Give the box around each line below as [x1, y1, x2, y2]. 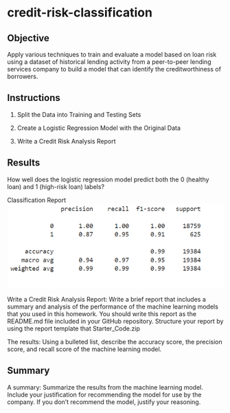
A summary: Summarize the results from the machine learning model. [7, 383, 204, 391]
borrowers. [7, 72, 38, 80]
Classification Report [7, 196, 67, 204]
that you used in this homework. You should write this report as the [7, 310, 197, 317]
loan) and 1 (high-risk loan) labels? [7, 182, 105, 190]
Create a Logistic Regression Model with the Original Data [16, 124, 181, 132]
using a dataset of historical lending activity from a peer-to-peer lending [7, 58, 211, 66]
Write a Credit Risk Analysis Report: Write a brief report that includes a [7, 295, 206, 303]
